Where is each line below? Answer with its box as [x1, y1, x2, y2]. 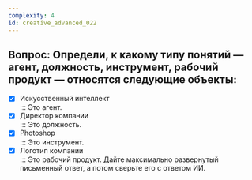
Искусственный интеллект [19, 94, 110, 103]
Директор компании [19, 111, 89, 121]
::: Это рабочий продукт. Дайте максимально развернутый [19, 155, 219, 164]
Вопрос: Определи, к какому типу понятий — [8, 48, 244, 62]
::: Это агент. [19, 103, 62, 112]
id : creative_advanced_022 [8, 19, 97, 27]
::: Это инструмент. [19, 137, 85, 147]
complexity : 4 [8, 11, 55, 20]
